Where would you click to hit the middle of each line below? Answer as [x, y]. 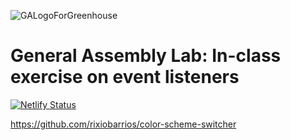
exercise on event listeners [125, 77]
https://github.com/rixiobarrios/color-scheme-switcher [123, 124]
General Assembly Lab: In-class [146, 56]
